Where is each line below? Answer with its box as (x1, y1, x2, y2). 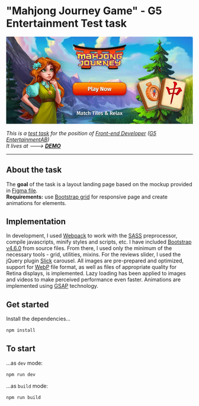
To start (6, 344, 36, 354)
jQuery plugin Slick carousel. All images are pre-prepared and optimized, (6, 257, 184, 264)
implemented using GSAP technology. (6, 282, 99, 290)
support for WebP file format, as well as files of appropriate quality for (6, 264, 176, 271)
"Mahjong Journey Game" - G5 (6, 4, 162, 18)
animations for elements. (6, 199, 67, 206)
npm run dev (6, 371, 36, 378)
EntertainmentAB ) (6, 136, 50, 143)
